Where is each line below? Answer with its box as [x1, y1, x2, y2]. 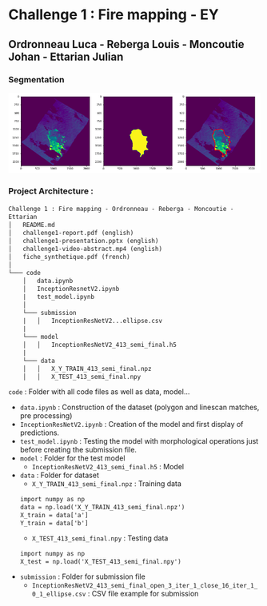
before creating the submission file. [19, 445, 137, 454]
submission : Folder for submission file [19, 572, 145, 581]
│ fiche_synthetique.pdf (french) [8, 253, 130, 261]
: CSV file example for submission [87, 588, 199, 598]
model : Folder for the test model [19, 453, 126, 463]
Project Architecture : [8, 185, 94, 197]
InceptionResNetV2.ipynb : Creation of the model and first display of [19, 419, 244, 429]
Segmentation [8, 74, 65, 85]
